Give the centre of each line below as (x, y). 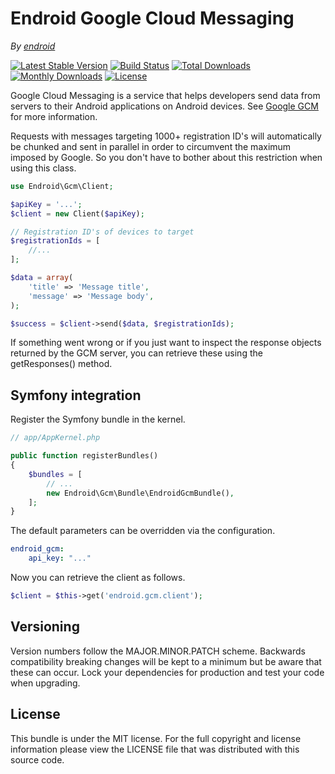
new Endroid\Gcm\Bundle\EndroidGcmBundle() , (140, 493)
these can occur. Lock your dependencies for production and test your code (167, 672)
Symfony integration (76, 395)
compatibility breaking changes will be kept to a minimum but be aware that (166, 661)
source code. (37, 759)
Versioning (45, 627)
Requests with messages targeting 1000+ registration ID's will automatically (166, 136)
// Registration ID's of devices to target (102, 232)
